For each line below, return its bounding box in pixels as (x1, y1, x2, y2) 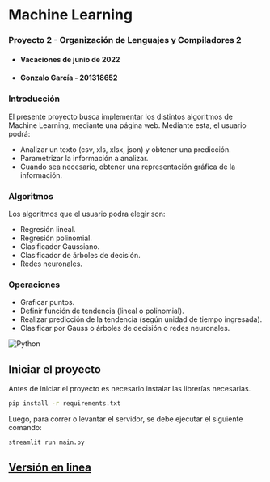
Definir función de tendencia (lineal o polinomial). (19, 306, 184, 316)
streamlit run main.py (8, 438, 85, 446)
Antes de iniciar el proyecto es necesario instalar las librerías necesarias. (8, 384, 251, 393)
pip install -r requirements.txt (8, 400, 121, 408)
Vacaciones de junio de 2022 (19, 54, 120, 64)
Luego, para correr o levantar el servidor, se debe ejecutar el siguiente (8, 414, 243, 424)
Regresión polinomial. (19, 233, 93, 243)
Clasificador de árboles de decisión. (19, 250, 141, 260)
